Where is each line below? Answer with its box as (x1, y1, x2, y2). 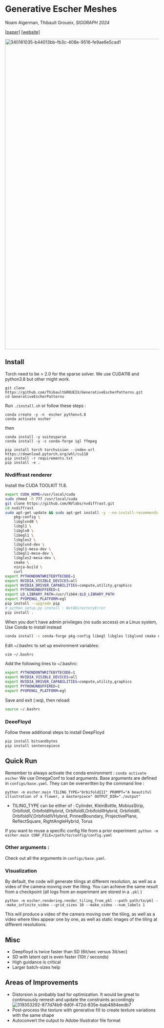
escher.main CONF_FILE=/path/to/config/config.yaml (5, 832, 112, 838)
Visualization (5, 867, 37, 874)
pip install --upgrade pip (5, 601, 60, 606)
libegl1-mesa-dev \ (14, 551, 54, 556)
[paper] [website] (5, 29, 41, 35)
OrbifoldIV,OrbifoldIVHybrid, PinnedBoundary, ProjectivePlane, (12, 813, 138, 819)
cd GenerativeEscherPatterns (5, 394, 64, 399)
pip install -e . (5, 460, 41, 465)
